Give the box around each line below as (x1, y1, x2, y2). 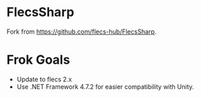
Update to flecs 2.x (16, 75, 72, 83)
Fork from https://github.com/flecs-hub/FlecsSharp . (6, 27, 157, 36)
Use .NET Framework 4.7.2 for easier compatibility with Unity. (16, 82, 194, 91)
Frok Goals (6, 52, 71, 68)
